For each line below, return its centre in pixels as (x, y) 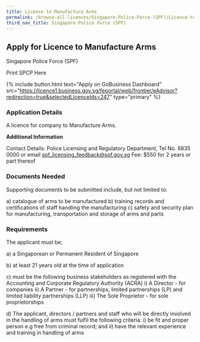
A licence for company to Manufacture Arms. (61, 125)
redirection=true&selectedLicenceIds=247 (58, 97)
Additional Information (35, 137)
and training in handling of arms (45, 333)
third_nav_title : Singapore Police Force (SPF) (66, 23)
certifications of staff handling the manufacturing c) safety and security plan (100, 207)
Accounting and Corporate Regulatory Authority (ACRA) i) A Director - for (96, 283)
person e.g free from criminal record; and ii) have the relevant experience (96, 327)
